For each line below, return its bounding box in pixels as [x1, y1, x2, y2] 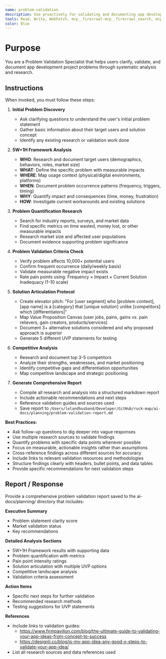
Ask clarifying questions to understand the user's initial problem [19, 116, 150, 122]
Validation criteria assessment [12, 574, 74, 580]
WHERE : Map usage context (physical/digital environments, [19, 172, 141, 178]
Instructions [5, 84, 43, 92]
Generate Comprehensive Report [12, 380, 82, 386]
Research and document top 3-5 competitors [19, 355, 112, 360]
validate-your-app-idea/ [19, 644, 69, 650]
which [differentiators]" [19, 309, 67, 315]
